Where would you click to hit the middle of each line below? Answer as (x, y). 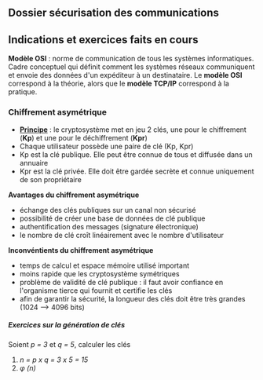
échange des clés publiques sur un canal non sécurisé (108, 210)
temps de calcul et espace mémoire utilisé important (104, 265)
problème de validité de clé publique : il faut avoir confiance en (121, 282)
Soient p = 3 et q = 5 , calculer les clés (69, 345)
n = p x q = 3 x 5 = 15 (54, 360)
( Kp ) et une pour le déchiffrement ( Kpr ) (83, 137)
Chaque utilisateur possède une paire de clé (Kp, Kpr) (106, 146)
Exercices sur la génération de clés (67, 325)
